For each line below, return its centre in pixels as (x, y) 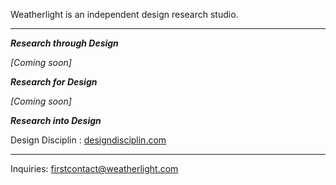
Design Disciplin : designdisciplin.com (88, 140)
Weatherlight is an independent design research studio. (124, 14)
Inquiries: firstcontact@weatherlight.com (94, 168)
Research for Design (54, 82)
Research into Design (56, 120)
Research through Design (64, 43)
